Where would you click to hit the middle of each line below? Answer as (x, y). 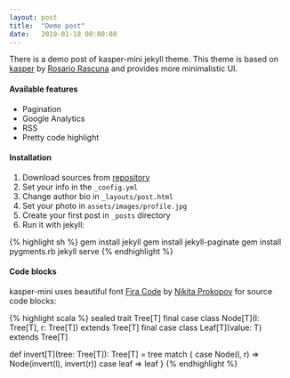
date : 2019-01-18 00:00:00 (63, 34)
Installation (30, 157)
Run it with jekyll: (53, 224)
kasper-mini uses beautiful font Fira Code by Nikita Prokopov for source (141, 291)
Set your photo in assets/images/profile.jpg (105, 205)
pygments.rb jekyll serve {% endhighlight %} (91, 251)
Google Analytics (53, 118)
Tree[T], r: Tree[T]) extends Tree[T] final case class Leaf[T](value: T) (136, 327)
